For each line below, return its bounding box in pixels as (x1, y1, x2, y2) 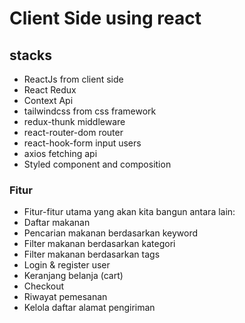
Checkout (23, 280, 65, 292)
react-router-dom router (23, 127, 124, 138)
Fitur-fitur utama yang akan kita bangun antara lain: (23, 206, 236, 218)
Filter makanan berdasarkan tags (23, 248, 161, 261)
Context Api (23, 95, 74, 106)
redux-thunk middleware (23, 116, 126, 127)
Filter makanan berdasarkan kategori (23, 238, 176, 250)
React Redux (23, 84, 77, 96)
